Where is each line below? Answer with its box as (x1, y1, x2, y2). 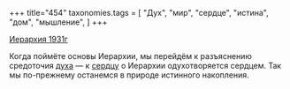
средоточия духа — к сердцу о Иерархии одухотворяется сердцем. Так (9, 61, 282, 70)
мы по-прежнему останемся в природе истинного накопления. (9, 70, 249, 80)
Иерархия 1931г (9, 34, 68, 44)
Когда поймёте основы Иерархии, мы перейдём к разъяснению (9, 51, 252, 61)
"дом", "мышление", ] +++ (9, 17, 108, 27)
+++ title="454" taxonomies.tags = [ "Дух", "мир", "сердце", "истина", (9, 8, 269, 18)
